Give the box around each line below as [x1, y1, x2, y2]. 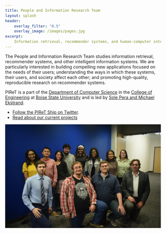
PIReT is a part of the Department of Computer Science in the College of [5, 89, 152, 95]
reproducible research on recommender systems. [5, 79, 106, 85]
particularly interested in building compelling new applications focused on [5, 64, 156, 70]
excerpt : [5, 34, 23, 39]
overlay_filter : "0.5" [14, 24, 61, 29]
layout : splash [5, 13, 37, 18]
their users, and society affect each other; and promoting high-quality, [5, 74, 148, 80]
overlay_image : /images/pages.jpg [14, 29, 85, 34]
